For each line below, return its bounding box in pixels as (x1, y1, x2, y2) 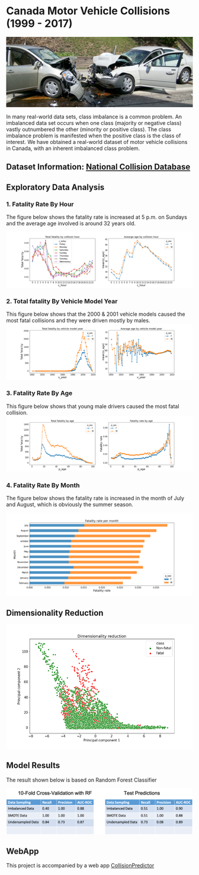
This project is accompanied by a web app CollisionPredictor (6, 862, 155, 869)
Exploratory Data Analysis (6, 182, 105, 192)
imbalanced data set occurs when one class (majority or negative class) (6, 119, 182, 126)
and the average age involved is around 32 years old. (6, 220, 136, 227)
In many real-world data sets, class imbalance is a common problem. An (6, 113, 182, 120)
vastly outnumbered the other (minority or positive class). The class (6, 126, 172, 133)
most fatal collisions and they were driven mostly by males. (6, 317, 150, 324)
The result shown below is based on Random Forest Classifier (6, 776, 157, 783)
